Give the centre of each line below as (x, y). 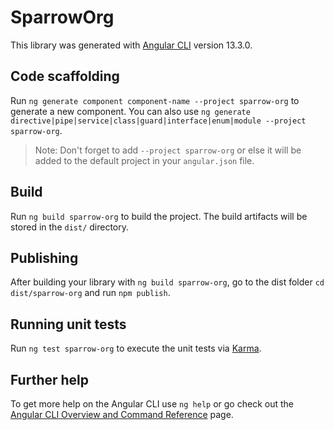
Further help (50, 379)
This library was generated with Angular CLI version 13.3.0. (131, 45)
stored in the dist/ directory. (70, 227)
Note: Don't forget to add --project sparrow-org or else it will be (168, 150)
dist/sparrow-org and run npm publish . (90, 293)
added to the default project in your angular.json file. (144, 160)
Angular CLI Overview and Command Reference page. (122, 414)
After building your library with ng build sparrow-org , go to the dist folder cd (167, 282)
